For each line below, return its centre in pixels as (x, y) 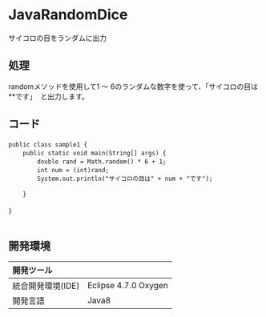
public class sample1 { (48, 144)
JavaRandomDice (68, 15)
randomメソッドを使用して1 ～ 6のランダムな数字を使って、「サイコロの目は (133, 86)
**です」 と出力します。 (49, 96)
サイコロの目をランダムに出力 (57, 38)
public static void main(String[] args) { (95, 153)
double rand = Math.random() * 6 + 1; (102, 162)
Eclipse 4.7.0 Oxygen (127, 286)
